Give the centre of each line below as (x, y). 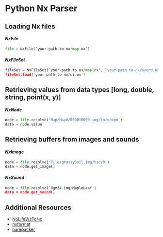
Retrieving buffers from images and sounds (72, 139)
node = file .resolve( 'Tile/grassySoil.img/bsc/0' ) (57, 162)
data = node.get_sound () (30, 192)
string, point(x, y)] (33, 97)
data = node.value (24, 125)
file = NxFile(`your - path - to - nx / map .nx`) (48, 49)
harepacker (24, 229)
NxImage (15, 152)
